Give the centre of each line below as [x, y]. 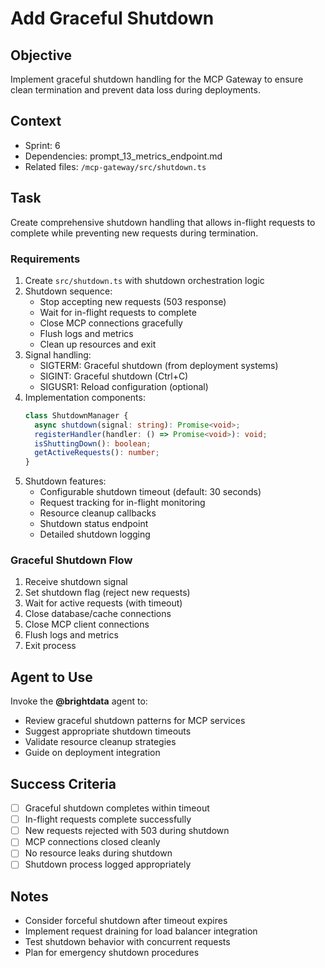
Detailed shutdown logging [95, 534]
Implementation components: [85, 397]
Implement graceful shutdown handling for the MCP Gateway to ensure [157, 79]
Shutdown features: [65, 481]
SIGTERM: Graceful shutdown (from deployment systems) [159, 365]
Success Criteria [63, 783]
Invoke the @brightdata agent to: [79, 701]
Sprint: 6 [42, 145]
